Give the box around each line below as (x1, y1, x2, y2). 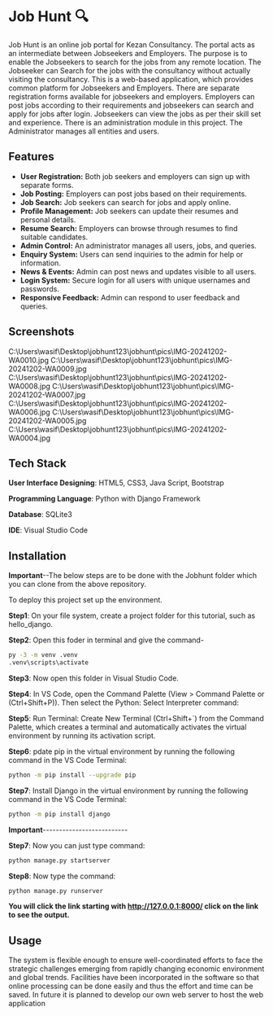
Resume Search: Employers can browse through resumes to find (19, 223, 238, 233)
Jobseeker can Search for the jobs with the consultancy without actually (8, 65, 251, 75)
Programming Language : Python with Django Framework (8, 494, 201, 504)
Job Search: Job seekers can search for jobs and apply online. (19, 197, 232, 207)
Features (8, 150, 54, 164)
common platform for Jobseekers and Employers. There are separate (8, 83, 240, 93)
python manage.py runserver (8, 887, 104, 895)
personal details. (19, 214, 76, 225)
